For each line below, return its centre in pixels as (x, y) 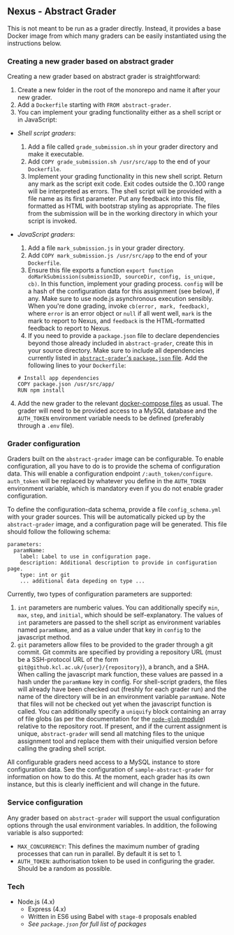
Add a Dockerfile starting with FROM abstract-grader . (94, 105)
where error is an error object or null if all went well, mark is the (120, 314)
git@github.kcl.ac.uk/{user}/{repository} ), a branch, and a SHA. (113, 667)
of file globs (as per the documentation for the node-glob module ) (111, 719)
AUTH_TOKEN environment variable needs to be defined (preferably (111, 418)
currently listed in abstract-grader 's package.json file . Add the (118, 358)
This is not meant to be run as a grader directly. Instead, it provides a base (114, 28)
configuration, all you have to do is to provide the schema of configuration (114, 466)
